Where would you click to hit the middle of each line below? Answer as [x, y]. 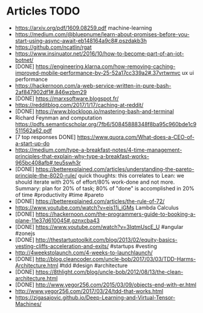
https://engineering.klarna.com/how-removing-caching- [105, 66]
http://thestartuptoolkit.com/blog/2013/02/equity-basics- [107, 239]
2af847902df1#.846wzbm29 [51, 92]
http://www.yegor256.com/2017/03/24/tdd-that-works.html [89, 291]
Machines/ [28, 304]
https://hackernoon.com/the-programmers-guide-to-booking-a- [116, 214]
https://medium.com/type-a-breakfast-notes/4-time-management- [98, 150]
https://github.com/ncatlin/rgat [53, 47]
